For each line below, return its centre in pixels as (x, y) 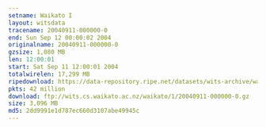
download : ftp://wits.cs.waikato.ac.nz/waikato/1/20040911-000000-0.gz (129, 96)
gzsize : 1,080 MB (37, 52)
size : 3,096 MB (33, 103)
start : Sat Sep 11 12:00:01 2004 (63, 67)
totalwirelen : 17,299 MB (49, 74)
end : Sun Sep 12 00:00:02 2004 (60, 37)
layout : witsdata (37, 23)
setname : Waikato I (40, 15)
